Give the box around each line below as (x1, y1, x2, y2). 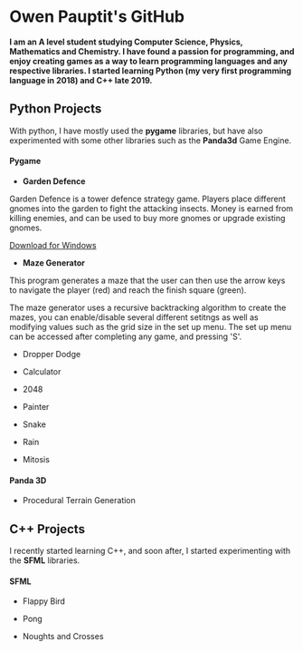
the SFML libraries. (9, 555, 80, 566)
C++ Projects (9, 521, 86, 537)
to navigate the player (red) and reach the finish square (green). (9, 284, 247, 296)
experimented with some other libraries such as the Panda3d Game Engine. (9, 134, 292, 146)
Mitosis (22, 453, 50, 464)
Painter (22, 401, 50, 412)
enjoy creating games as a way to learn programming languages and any (9, 55, 288, 66)
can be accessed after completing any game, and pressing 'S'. (9, 331, 242, 342)
